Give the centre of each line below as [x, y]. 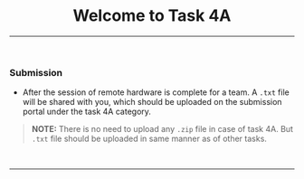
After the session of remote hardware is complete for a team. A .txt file [156, 92]
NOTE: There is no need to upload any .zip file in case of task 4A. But [162, 129]
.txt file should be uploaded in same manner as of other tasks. [149, 139]
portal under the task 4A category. [87, 112]
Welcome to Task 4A [152, 16]
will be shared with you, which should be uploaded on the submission [152, 102]
